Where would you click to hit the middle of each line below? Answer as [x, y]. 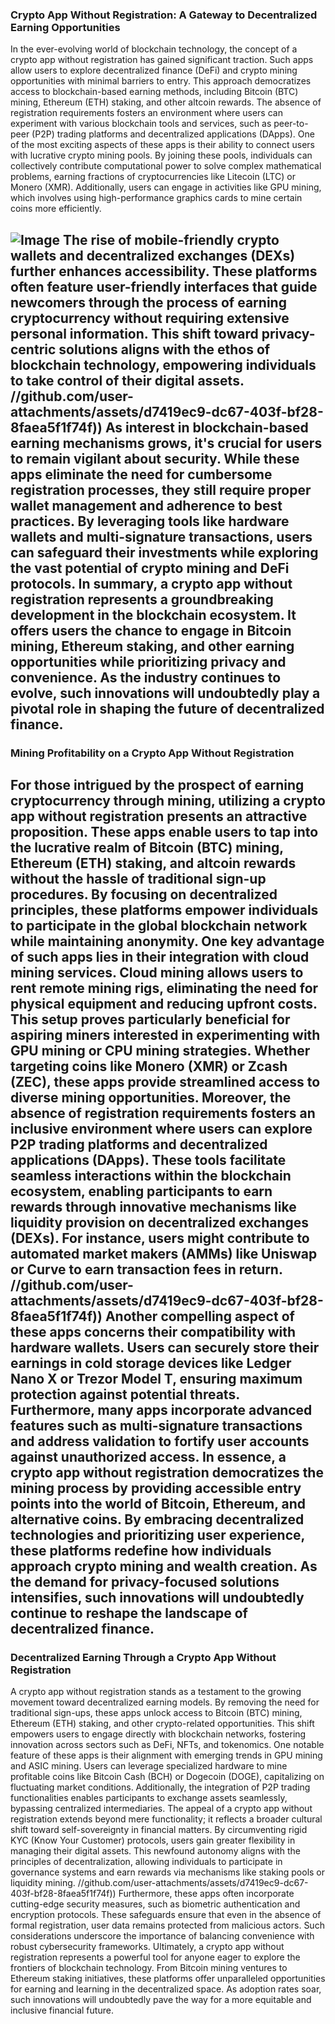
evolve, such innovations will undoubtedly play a [165, 693]
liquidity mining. [43, 1883]
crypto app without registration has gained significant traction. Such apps [162, 60]
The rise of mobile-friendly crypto [171, 239]
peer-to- [291, 124]
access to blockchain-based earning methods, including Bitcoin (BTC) [154, 92]
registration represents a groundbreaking [142, 599]
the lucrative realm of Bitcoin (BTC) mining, [147, 847]
